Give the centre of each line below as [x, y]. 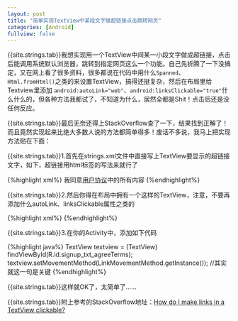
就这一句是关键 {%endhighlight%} [57, 272]
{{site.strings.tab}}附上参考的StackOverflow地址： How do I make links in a [116, 302]
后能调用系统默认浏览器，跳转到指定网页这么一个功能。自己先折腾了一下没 [116, 64]
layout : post [27, 14]
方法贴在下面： [29, 141]
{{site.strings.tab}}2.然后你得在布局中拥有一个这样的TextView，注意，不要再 [119, 195]
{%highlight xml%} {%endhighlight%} [63, 218]
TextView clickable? [36, 310]
